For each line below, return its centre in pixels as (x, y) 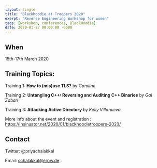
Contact (17, 139)
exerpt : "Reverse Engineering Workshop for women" (57, 18)
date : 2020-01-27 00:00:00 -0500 (39, 28)
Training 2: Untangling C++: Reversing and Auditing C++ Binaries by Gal (78, 95)
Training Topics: (30, 74)
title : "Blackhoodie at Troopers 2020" (45, 14)
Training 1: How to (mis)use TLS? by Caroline (50, 86)
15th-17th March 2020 (27, 59)
